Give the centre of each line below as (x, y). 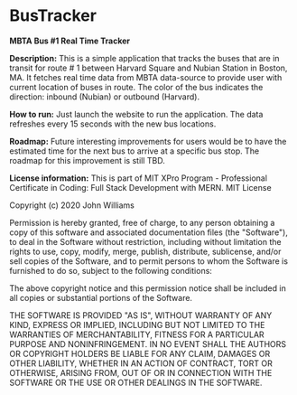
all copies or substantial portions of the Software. (101, 297)
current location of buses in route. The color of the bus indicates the (136, 87)
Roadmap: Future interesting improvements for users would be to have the (148, 141)
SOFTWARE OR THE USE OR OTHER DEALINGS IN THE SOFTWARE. (136, 382)
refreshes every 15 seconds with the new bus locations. (113, 124)
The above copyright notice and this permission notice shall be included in (148, 288)
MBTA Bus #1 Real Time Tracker (70, 41)
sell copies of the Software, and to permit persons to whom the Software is (149, 261)
